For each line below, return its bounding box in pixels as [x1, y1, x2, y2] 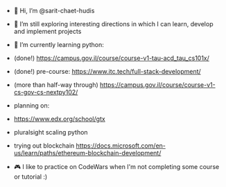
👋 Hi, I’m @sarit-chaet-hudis [13, 7, 95, 14]
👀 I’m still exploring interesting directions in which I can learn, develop [13, 20, 214, 28]
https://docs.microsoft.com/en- [76, 141, 166, 150]
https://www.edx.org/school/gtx [13, 115, 105, 123]
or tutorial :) [13, 173, 48, 181]
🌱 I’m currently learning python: [13, 41, 104, 48]
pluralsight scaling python [13, 128, 88, 136]
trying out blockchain [13, 141, 75, 150]
